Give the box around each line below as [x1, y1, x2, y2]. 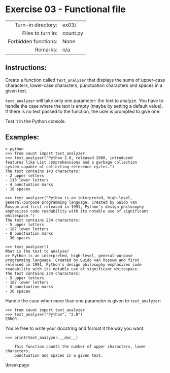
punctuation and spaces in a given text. [14, 353, 103, 358]
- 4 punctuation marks [5, 182, 53, 187]
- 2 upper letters [5, 173, 44, 178]
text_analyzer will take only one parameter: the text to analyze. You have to [5, 98, 164, 104]
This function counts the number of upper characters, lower [14, 344, 146, 349]
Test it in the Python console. [5, 118, 66, 124]
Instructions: [5, 64, 47, 72]
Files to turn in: [22, 29, 57, 37]
